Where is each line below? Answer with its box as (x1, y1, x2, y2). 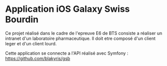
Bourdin (5, 14, 39, 25)
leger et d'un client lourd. (5, 40, 57, 46)
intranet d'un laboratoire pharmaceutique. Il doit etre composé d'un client (5, 35, 156, 41)
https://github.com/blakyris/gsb (5, 55, 71, 61)
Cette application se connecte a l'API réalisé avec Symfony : (5, 50, 129, 56)
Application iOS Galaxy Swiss (5, 3, 130, 15)
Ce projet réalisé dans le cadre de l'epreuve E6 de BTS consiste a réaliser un (5, 30, 163, 36)
